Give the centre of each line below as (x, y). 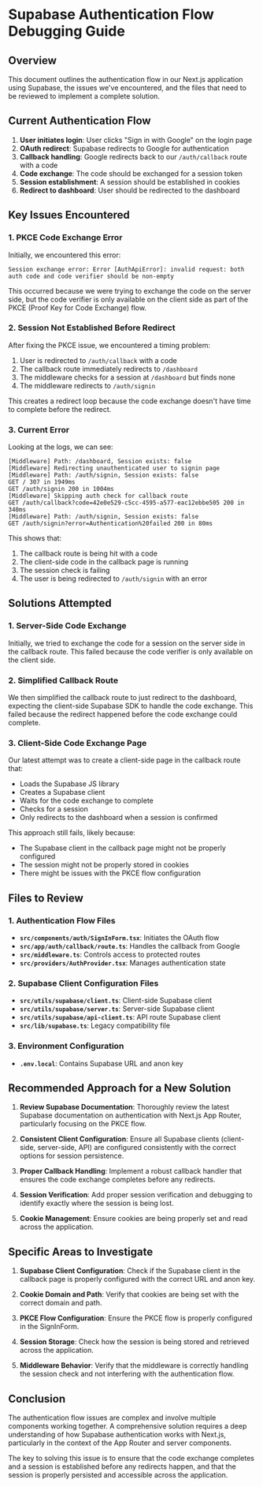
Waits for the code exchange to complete (86, 801)
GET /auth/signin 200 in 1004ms (61, 489)
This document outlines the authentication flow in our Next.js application (126, 79)
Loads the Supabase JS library (69, 784)
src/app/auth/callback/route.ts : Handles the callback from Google (130, 946)
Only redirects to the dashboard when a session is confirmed (119, 818)
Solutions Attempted (60, 603)
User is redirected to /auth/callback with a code (98, 360)
